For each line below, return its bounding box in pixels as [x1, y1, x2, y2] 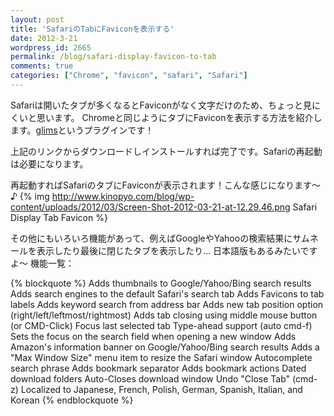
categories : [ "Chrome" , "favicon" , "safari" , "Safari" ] [10, 71, 248, 81]
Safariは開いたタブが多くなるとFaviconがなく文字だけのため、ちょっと [10, 99, 303, 111]
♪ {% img [10, 190, 50, 202]
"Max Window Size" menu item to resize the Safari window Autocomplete [10, 351, 313, 363]
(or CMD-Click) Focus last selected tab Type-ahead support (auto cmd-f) [10, 319, 313, 331]
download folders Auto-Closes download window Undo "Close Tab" [10, 372, 291, 385]
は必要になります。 [10, 157, 89, 170]
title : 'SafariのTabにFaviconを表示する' [10, 24, 175, 34]
